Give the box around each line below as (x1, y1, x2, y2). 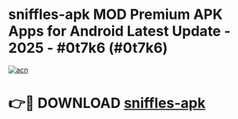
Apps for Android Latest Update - (8, 22, 231, 40)
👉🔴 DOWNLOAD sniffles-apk (8, 95, 206, 112)
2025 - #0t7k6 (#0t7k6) (8, 39, 168, 57)
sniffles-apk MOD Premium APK (8, 6, 223, 24)
